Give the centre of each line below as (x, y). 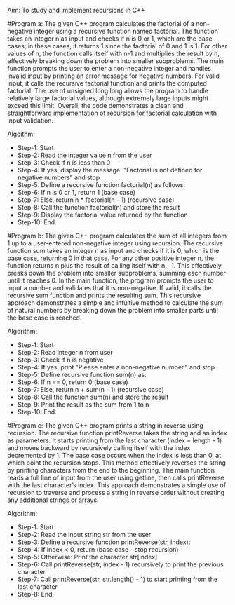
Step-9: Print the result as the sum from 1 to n (83, 405)
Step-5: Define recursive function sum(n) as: (82, 375)
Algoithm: (21, 134)
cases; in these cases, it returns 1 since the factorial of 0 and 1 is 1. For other (117, 46)
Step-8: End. (36, 594)
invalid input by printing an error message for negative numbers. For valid (113, 76)
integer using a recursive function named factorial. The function (126, 31)
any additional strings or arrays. (53, 500)
